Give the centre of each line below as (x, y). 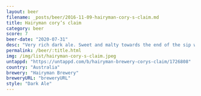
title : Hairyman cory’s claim (44, 23)
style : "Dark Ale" (29, 84)
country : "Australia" (33, 67)
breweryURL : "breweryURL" (38, 78)
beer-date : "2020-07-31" (37, 39)
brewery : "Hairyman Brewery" (42, 73)
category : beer (25, 28)
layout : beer (22, 12)
